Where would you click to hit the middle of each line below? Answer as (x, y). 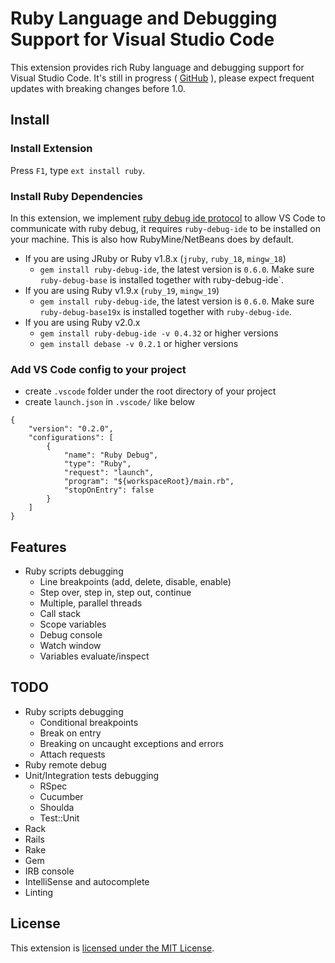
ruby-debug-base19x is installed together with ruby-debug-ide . (165, 311)
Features (38, 547)
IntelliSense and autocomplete (87, 881)
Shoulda (57, 807)
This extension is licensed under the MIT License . (112, 948)
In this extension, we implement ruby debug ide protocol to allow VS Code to (168, 218)
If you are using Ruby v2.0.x (82, 322)
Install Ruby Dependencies (76, 196)
